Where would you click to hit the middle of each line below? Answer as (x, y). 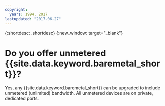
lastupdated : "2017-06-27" (33, 19)
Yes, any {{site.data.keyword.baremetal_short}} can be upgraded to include (83, 88)
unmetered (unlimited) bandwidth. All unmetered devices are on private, (79, 93)
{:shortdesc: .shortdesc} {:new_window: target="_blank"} (64, 33)
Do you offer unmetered (56, 53)
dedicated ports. (22, 98)
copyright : (16, 10)
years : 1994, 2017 (29, 14)
